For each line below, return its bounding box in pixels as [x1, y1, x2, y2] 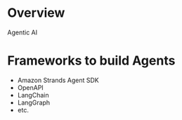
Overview [7, 5, 65, 21]
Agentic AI [7, 28, 38, 36]
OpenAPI [17, 83, 44, 92]
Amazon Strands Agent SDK [17, 76, 100, 84]
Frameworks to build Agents [7, 53, 176, 69]
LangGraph [17, 98, 51, 107]
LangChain [17, 91, 49, 99]
